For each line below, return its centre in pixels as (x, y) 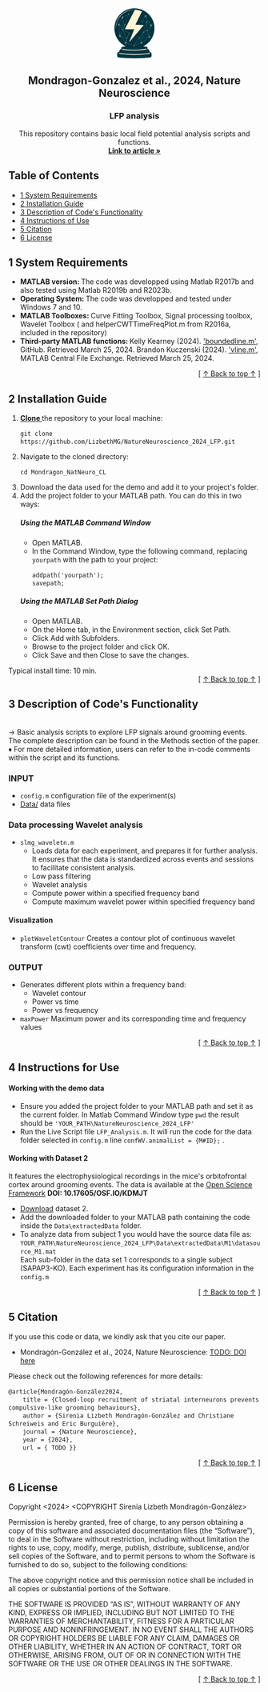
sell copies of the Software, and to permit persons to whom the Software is (132, 1556)
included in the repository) (64, 333)
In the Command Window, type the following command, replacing (140, 551)
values (31, 1027)
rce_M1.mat (38, 1252)
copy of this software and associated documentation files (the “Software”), (132, 1531)
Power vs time (55, 1002)
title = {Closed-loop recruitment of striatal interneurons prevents (141, 1400)
